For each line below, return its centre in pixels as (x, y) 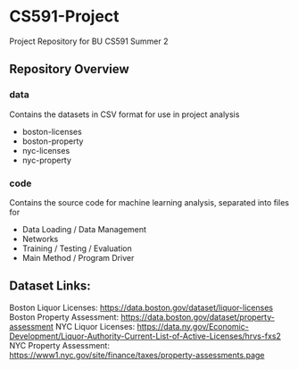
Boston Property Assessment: (64, 317)
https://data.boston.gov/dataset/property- (197, 317)
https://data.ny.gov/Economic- (193, 326)
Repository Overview (69, 69)
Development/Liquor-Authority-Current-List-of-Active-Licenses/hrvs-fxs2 (145, 336)
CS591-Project (64, 17)
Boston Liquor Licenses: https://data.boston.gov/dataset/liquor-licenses (141, 307)
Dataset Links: (50, 286)
